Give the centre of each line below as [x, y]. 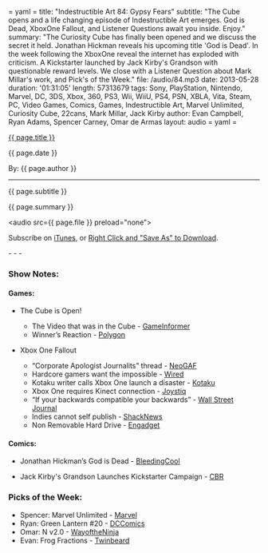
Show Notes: [34, 273]
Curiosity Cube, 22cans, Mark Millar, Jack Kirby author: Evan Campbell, [126, 113]
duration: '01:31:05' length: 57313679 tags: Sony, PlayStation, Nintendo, [126, 88]
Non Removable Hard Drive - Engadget [96, 425]
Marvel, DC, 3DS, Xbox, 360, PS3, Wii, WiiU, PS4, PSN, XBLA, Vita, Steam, [130, 96]
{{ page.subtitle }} [38, 191]
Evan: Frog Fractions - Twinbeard [75, 540]
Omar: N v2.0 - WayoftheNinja [69, 531]
